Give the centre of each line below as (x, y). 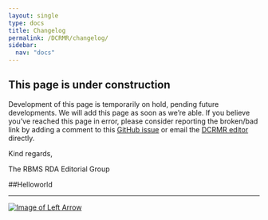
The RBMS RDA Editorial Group (59, 169)
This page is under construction (89, 85)
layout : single (33, 16)
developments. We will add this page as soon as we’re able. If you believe (129, 112)
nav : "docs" (35, 53)
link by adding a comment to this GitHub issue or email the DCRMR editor (128, 129)
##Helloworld (31, 184)
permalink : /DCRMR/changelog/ (59, 38)
